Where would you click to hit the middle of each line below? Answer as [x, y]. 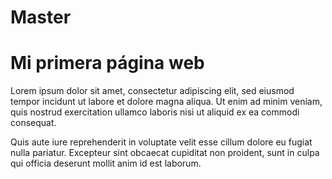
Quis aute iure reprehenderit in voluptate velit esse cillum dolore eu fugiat [161, 142]
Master [41, 17]
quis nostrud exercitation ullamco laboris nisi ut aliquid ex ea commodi [155, 112]
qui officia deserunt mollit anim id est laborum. [106, 163]
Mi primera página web [107, 63]
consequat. [33, 123]
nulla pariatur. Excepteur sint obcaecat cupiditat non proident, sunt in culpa [165, 153]
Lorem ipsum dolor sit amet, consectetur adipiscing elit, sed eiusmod [152, 91]
